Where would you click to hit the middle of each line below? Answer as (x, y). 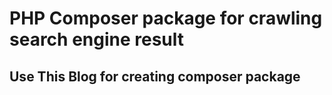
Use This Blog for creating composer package (155, 76)
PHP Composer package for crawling (166, 18)
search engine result (97, 39)
